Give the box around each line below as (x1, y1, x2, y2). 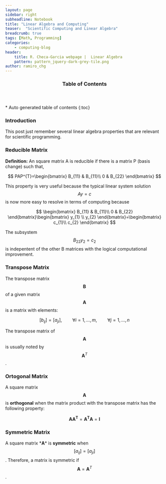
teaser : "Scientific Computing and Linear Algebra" (5, 26, 118, 31)
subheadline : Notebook (5, 17, 53, 22)
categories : (5, 40, 30, 45)
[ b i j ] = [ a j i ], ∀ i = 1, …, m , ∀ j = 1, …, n (39, 317, 130, 324)
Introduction (5, 117, 36, 124)
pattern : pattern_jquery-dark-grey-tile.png (14, 59, 109, 64)
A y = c (77, 190, 92, 197)
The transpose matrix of (5, 328, 55, 334)
